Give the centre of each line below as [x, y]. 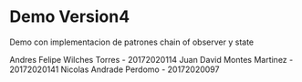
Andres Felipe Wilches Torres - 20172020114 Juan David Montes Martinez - [151, 59]
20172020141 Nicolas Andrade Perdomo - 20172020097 [115, 69]
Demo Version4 [70, 17]
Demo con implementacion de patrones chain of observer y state [131, 42]
